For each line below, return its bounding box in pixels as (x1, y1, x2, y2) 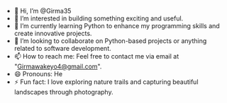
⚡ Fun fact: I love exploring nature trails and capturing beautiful (13, 78, 199, 86)
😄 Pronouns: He (13, 70, 62, 78)
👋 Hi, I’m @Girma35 (13, 7, 72, 15)
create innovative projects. (13, 29, 92, 37)
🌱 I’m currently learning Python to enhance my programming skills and (13, 22, 220, 30)
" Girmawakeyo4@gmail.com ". (13, 62, 102, 71)
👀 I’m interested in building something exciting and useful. (13, 14, 184, 23)
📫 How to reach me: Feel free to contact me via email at (13, 52, 179, 60)
